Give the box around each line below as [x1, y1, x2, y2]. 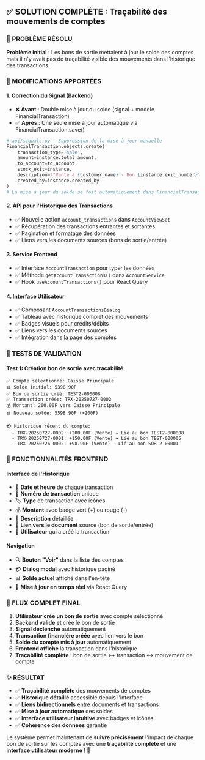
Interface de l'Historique [6, 470, 70, 477]
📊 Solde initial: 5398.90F [6, 384, 77, 390]
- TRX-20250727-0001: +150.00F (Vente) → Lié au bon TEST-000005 [12, 436, 182, 442]
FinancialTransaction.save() [15, 125, 85, 133]
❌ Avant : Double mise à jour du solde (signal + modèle [15, 105, 154, 113]
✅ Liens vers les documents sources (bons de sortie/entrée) [15, 236, 167, 244]
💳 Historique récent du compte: [6, 423, 91, 430]
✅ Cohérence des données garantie [15, 721, 107, 729]
